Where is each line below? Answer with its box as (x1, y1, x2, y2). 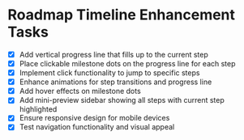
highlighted (19, 104, 58, 114)
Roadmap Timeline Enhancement (7, 6, 236, 24)
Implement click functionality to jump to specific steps (19, 68, 200, 78)
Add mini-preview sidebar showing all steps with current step (19, 95, 225, 105)
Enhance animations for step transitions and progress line (19, 77, 212, 87)
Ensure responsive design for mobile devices (19, 113, 170, 123)
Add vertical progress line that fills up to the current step (19, 49, 208, 59)
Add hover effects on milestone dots (19, 87, 141, 96)
